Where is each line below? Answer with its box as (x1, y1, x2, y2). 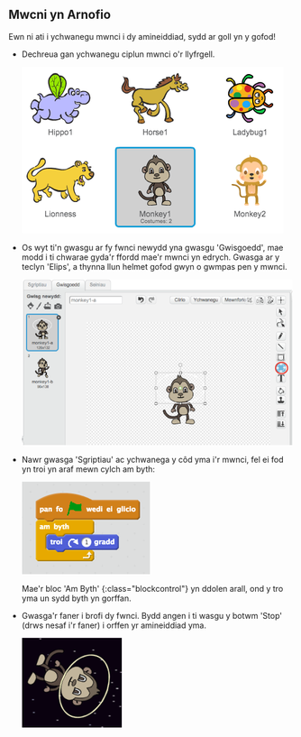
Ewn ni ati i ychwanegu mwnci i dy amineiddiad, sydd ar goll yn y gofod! (8, 31, 277, 41)
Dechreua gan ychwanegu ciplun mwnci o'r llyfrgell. (21, 49, 215, 60)
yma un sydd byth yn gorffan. (21, 593, 132, 603)
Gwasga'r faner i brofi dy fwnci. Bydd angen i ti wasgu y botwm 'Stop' (21, 611, 283, 622)
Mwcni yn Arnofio (8, 7, 112, 23)
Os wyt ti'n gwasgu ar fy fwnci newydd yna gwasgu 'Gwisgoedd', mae (21, 242, 284, 253)
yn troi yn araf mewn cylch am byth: (21, 464, 155, 474)
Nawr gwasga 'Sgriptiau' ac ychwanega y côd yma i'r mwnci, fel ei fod (21, 455, 285, 465)
